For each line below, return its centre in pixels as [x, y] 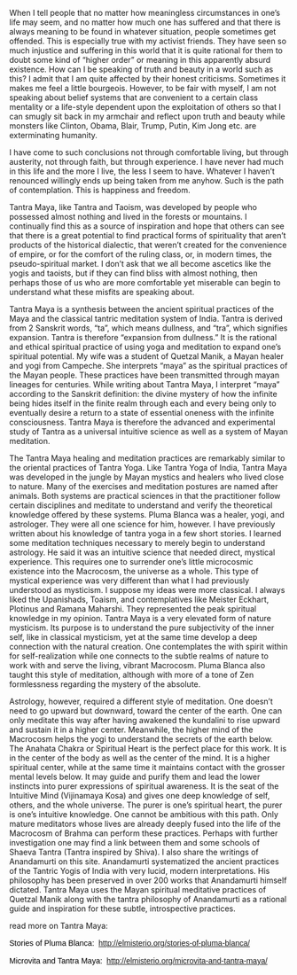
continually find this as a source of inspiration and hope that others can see [147, 226]
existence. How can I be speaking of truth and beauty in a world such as [141, 69]
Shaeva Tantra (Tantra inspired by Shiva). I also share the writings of [134, 852]
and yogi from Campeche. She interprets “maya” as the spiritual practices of [148, 366]
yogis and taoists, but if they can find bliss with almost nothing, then [133, 273]
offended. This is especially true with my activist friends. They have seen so [148, 41]
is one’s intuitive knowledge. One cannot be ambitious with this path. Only [144, 814]
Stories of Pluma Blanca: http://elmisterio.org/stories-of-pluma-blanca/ [130, 943]
